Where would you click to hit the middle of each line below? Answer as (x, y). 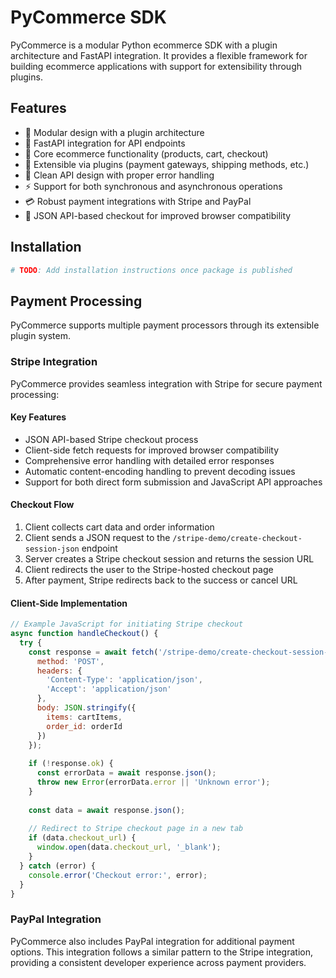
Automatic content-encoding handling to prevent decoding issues (160, 471)
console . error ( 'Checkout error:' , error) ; (118, 875)
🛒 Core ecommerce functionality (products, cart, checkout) (146, 153)
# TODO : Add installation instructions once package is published (151, 270)
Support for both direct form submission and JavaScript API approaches (173, 482)
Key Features (38, 417)
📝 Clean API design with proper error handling (119, 175)
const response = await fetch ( (93, 652)
